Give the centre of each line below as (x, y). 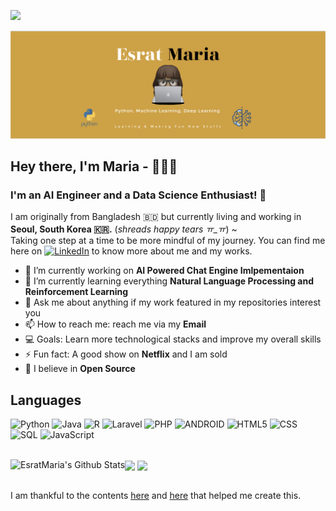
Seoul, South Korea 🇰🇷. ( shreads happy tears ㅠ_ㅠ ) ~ (124, 229)
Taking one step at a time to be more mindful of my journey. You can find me (168, 241)
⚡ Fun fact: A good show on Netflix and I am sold (126, 354)
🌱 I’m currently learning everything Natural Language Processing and (169, 281)
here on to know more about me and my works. (131, 251)
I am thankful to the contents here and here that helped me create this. (156, 496)
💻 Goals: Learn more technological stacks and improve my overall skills (173, 339)
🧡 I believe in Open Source (80, 369)
